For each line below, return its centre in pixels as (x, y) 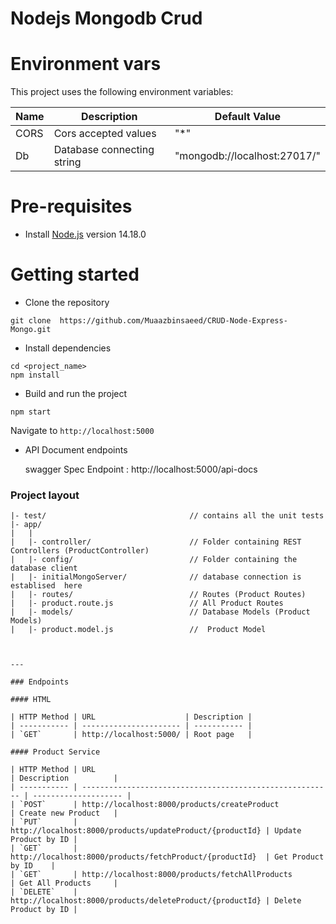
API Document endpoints (76, 450)
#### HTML (31, 700)
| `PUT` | (44, 822)
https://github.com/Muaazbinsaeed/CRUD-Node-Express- (173, 321)
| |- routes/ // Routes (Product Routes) (158, 595)
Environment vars (86, 64)
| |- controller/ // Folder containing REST (156, 542)
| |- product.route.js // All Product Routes (147, 603)
